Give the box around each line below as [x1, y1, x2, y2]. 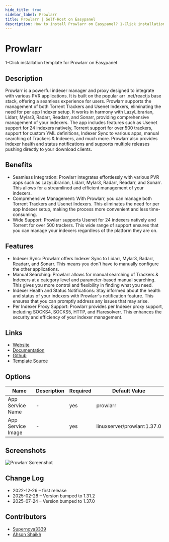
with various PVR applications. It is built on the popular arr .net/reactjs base [5, 93, 162, 98]
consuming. [12, 211, 37, 218]
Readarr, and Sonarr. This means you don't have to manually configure [12, 261, 159, 267]
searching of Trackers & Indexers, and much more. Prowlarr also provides [5, 136, 158, 141]
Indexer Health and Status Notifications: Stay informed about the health [12, 287, 161, 293]
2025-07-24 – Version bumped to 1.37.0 [12, 498, 95, 504]
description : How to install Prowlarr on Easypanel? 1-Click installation [5, 21, 165, 27]
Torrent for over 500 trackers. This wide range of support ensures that [12, 222, 159, 228]
